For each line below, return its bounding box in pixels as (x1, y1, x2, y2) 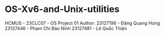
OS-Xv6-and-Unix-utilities (5, 3, 120, 15)
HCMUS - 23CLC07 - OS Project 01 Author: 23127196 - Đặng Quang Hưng (5, 20, 160, 26)
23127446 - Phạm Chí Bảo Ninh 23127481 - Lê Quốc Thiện (5, 25, 127, 31)
